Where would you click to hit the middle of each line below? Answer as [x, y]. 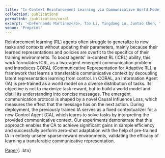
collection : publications [31, 14]
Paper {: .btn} [18, 151]
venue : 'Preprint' [24, 28]
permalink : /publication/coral [37, 19]
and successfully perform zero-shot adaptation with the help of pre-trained [81, 131]
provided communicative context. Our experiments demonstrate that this [79, 120]
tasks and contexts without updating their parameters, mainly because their [82, 47]
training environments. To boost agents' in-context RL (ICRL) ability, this [78, 57]
